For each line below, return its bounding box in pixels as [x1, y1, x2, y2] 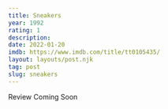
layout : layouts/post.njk [8, 56, 93, 64]
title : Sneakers [8, 11, 62, 20]
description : [8, 33, 51, 42]
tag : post [8, 63, 41, 71]
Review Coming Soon [8, 92, 78, 101]
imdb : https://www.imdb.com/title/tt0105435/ [8, 48, 160, 56]
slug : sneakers [8, 70, 58, 78]
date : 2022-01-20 [8, 41, 65, 49]
